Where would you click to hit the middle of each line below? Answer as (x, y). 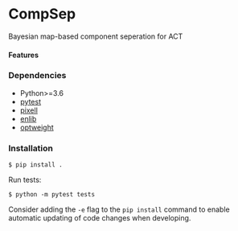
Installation (31, 148)
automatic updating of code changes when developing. (100, 218)
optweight (37, 127)
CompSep (42, 14)
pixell (29, 110)
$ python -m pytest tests (51, 195)
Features (23, 55)
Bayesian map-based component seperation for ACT (96, 36)
